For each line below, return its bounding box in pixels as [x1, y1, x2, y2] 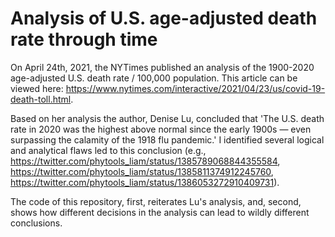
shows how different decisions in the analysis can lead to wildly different [10, 206, 310, 218]
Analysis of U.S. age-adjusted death [10, 7, 318, 30]
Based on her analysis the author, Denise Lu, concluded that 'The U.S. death [10, 112, 325, 124]
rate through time [10, 28, 158, 51]
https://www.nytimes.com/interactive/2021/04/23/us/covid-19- [65, 82, 326, 94]
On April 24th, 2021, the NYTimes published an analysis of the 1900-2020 [10, 61, 315, 73]
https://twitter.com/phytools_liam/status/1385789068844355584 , [10, 155, 281, 167]
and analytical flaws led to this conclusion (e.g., [10, 144, 207, 156]
